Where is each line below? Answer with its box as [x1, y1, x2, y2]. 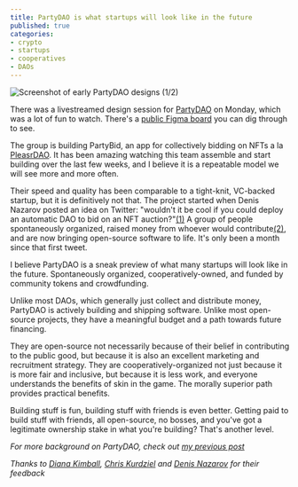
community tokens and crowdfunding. [10, 278, 149, 288]
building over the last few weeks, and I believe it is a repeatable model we [10, 159, 279, 169]
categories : [10, 29, 54, 38]
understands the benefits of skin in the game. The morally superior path [10, 378, 273, 389]
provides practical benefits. [10, 388, 110, 398]
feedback [10, 467, 45, 478]
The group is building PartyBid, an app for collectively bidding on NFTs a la [10, 139, 284, 151]
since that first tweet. [10, 241, 88, 253]
